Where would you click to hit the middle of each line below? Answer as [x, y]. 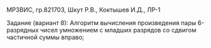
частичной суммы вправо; [45, 37]
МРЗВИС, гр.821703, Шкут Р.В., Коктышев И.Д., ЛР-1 [84, 10]
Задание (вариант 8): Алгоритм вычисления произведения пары [101, 23]
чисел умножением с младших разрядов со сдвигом [118, 30]
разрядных [23, 30]
